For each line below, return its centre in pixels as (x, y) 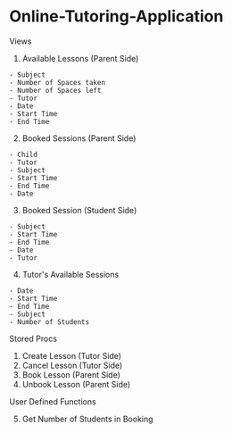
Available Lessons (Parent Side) (80, 58)
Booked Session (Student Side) (79, 210)
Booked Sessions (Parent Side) (79, 138)
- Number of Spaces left (55, 90)
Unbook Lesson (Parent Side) (76, 384)
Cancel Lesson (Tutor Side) (72, 365)
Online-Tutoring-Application (116, 17)
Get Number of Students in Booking (87, 419)
